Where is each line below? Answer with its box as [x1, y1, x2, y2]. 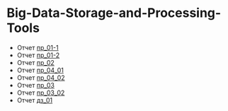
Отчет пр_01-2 [16, 51, 60, 59]
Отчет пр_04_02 [16, 73, 65, 82]
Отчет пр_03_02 [16, 88, 65, 97]
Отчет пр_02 [16, 58, 55, 66]
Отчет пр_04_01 [16, 66, 64, 74]
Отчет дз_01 [16, 95, 53, 104]
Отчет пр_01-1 [16, 43, 59, 52]
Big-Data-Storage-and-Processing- [6, 5, 222, 21]
